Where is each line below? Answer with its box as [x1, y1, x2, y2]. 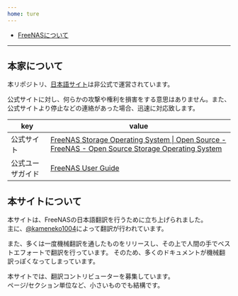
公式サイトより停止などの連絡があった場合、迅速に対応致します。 [7, 104, 200, 113]
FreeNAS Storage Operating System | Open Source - [50, 135, 227, 145]
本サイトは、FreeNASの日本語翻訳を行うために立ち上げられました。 [7, 215, 208, 224]
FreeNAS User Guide [50, 164, 120, 173]
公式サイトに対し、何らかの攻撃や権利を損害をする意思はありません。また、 [7, 95, 231, 103]
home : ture [7, 10, 40, 18]
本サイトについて [7, 195, 82, 207]
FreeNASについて [17, 30, 69, 39]
